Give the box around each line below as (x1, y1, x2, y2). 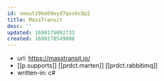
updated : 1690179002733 (7, 29, 75, 36)
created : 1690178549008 (7, 36, 75, 42)
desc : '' (7, 23, 32, 29)
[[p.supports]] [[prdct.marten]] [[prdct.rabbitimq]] (16, 61, 158, 70)
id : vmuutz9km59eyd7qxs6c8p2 (7, 10, 91, 17)
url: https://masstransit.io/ (16, 54, 91, 62)
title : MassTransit (7, 16, 63, 23)
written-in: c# (16, 69, 56, 77)
